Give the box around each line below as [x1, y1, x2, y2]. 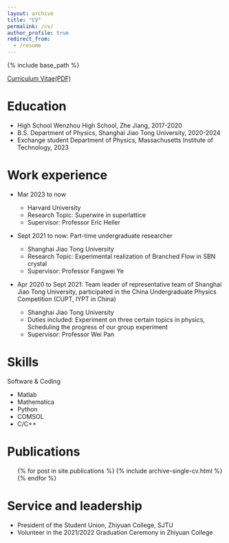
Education [7, 99, 67, 114]
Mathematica [17, 398, 55, 406]
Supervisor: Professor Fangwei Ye [27, 267, 124, 275]
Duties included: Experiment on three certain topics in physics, [27, 315, 205, 324]
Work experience [7, 167, 108, 183]
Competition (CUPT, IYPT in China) [17, 294, 117, 303]
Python [17, 404, 38, 413]
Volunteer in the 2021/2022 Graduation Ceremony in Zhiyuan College [17, 528, 213, 536]
